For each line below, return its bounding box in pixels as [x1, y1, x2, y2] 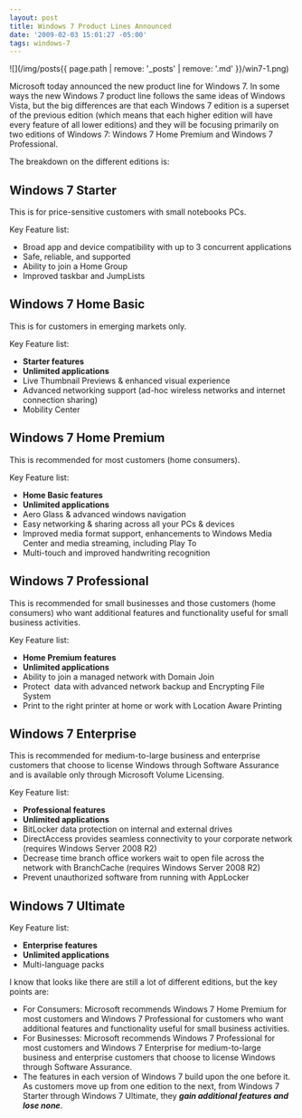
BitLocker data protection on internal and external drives [22, 824, 233, 834]
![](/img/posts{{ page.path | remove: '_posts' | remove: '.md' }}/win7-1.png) [9, 63, 289, 74]
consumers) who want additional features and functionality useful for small [9, 607, 288, 618]
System [22, 690, 52, 701]
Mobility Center [22, 404, 80, 415]
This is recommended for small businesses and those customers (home [9, 597, 276, 608]
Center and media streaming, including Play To [22, 537, 197, 548]
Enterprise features [22, 940, 98, 951]
